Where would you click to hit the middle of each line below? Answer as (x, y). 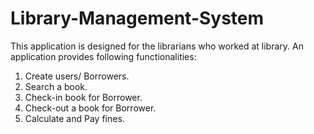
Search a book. (56, 86)
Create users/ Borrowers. (77, 76)
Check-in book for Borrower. (83, 97)
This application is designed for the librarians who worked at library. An (157, 46)
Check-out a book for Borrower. (90, 108)
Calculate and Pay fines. (74, 118)
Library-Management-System (137, 18)
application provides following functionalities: (103, 56)
